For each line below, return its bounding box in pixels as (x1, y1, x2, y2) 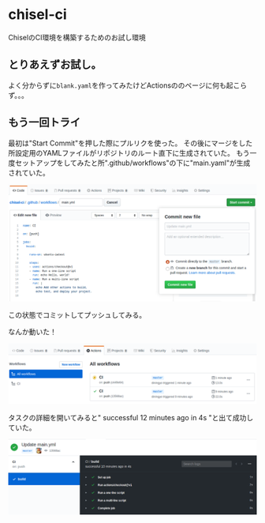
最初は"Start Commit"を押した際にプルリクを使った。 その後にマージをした (8, 138, 253, 148)
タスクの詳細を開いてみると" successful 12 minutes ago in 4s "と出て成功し (8, 413, 254, 423)
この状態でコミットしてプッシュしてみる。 (8, 310, 147, 320)
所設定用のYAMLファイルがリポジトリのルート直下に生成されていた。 (8, 148, 235, 157)
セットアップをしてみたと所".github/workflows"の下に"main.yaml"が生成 (14, 158, 251, 167)
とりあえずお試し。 (8, 58, 102, 72)
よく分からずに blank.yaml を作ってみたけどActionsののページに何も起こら (8, 81, 248, 90)
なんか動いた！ (8, 327, 57, 337)
